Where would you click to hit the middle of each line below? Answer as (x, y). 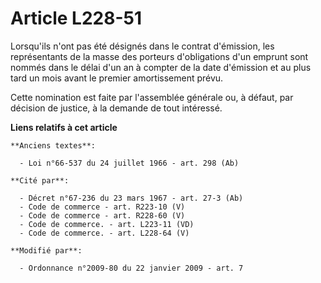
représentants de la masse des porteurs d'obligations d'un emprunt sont (159, 56)
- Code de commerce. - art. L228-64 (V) (104, 233)
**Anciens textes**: (53, 145)
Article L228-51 (76, 18)
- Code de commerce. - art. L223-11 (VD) (107, 224)
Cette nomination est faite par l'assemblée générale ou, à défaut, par (152, 97)
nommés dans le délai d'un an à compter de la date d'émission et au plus (161, 67)
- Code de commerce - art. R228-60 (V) (102, 215)
